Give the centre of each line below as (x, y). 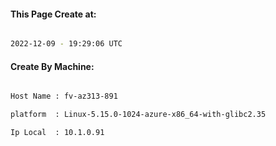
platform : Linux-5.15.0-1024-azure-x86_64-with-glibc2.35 (138, 115)
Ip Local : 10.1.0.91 (57, 133)
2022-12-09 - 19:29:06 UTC (66, 44)
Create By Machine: (52, 66)
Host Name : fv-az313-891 (64, 96)
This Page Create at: (53, 14)
